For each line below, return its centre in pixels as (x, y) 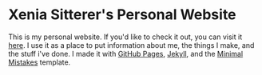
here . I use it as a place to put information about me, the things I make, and (131, 45)
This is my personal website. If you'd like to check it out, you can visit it (125, 37)
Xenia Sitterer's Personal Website (123, 15)
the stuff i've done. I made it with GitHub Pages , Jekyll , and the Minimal (126, 53)
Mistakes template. (40, 62)
